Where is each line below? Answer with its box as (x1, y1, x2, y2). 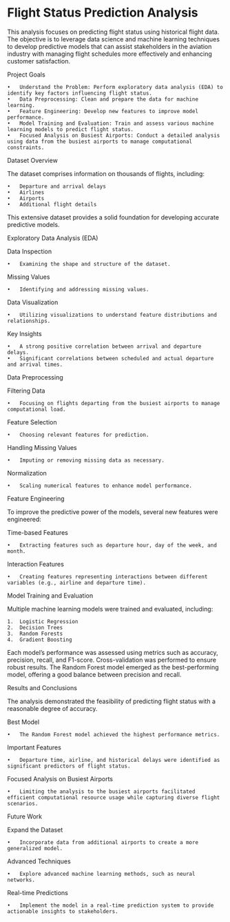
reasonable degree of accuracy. (7, 704, 98, 712)
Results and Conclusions (7, 683, 78, 691)
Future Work (7, 812, 43, 821)
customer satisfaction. (7, 57, 71, 65)
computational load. (7, 406, 67, 413)
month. (7, 547, 26, 555)
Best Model (7, 718, 40, 726)
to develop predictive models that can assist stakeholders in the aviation (7, 42, 212, 50)
